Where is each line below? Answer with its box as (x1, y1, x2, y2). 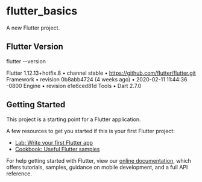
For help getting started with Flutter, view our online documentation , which (6, 157, 192, 164)
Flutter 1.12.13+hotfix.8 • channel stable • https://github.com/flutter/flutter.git (6, 69, 196, 77)
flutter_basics (6, 4, 78, 18)
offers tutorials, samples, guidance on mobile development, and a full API (6, 163, 188, 171)
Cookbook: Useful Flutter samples (14, 145, 100, 152)
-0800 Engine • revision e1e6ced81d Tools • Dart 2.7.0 (6, 82, 142, 89)
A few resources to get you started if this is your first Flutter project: (6, 127, 175, 134)
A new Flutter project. (6, 24, 60, 31)
